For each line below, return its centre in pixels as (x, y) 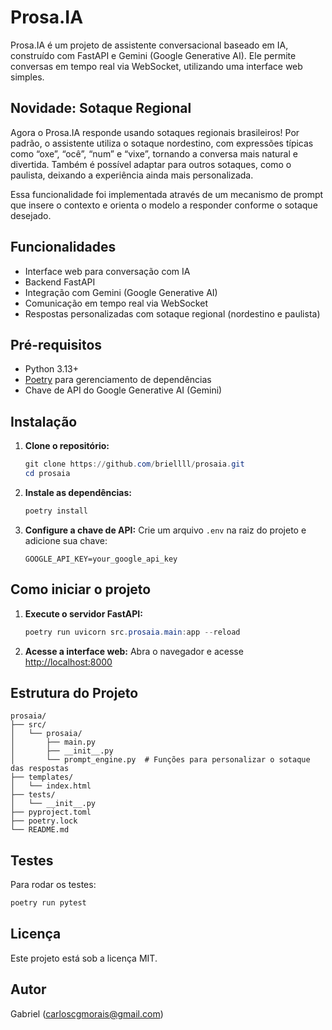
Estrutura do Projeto (74, 692)
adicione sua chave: (66, 540)
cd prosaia (47, 474)
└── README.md (40, 830)
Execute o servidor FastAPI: (83, 613)
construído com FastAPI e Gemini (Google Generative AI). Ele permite (153, 55)
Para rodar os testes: (53, 885)
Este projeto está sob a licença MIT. (84, 958)
